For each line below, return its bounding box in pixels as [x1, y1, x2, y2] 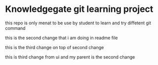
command [5, 25, 26, 31]
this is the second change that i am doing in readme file [5, 35, 118, 41]
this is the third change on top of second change [5, 44, 104, 50]
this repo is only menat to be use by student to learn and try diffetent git [5, 20, 152, 26]
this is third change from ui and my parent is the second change [5, 54, 135, 60]
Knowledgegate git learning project [5, 3, 154, 15]
